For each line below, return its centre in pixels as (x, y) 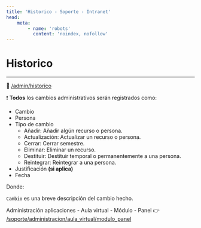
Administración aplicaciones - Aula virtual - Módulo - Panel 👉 (83, 211)
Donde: (15, 187)
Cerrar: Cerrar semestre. (54, 144)
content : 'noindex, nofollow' (71, 34)
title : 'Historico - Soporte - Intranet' (59, 12)
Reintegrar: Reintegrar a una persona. (70, 163)
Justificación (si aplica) (44, 169)
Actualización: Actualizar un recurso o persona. (82, 137)
